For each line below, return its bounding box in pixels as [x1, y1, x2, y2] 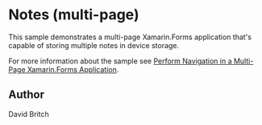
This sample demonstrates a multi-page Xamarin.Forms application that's [8, 32, 252, 42]
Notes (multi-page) [8, 6, 139, 24]
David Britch [8, 109, 50, 119]
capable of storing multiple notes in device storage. [8, 40, 180, 50]
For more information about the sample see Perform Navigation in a [8, 56, 232, 66]
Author [8, 88, 44, 102]
